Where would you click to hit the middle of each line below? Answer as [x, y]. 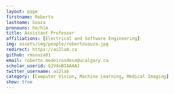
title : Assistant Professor [40, 33]
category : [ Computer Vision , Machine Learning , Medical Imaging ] [87, 76]
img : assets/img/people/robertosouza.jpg [57, 44]
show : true [19, 82]
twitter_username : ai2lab [37, 71]
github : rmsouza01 [28, 55]
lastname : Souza [26, 22]
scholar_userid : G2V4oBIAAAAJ [43, 66]
